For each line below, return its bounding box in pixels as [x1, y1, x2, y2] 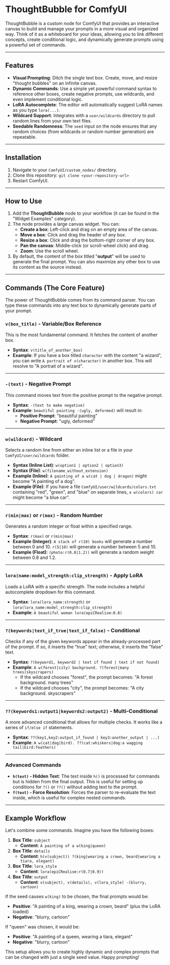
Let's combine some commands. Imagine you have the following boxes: [5, 827, 154, 833]
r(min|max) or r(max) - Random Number [5, 512, 103, 518]
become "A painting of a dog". [12, 478, 76, 485]
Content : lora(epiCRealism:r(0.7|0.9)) [20, 868, 104, 874]
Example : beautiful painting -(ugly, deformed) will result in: [12, 407, 143, 413]
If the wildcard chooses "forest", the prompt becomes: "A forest [20, 674, 153, 680]
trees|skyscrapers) [12, 669, 54, 674]
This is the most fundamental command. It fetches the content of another [5, 332, 158, 338]
